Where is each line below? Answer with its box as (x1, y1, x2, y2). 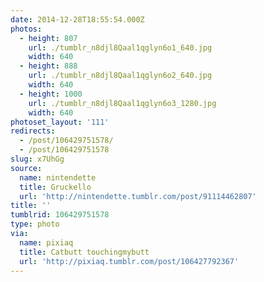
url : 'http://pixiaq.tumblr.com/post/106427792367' (19, 256, 240, 266)
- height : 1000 (19, 89, 83, 99)
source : (10, 163, 43, 173)
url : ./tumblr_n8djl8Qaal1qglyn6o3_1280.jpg (28, 98, 217, 108)
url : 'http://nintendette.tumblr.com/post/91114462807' (19, 191, 257, 201)
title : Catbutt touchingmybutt (19, 247, 150, 257)
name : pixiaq (19, 237, 74, 248)
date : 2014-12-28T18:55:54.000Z (10, 14, 145, 25)
